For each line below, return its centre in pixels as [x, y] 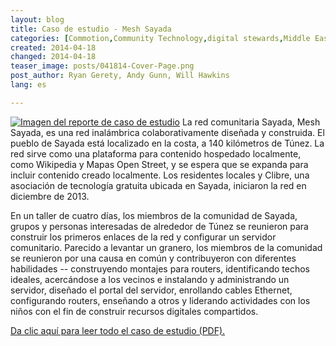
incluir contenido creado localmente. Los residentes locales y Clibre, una [160, 175]
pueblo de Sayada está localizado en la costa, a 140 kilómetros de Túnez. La [167, 143]
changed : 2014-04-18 [53, 57]
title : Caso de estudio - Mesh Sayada [91, 29]
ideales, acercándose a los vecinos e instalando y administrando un [150, 279]
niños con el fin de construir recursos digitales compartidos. [134, 311]
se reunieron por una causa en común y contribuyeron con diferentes [153, 258]
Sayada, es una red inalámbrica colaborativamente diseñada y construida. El [167, 132]
